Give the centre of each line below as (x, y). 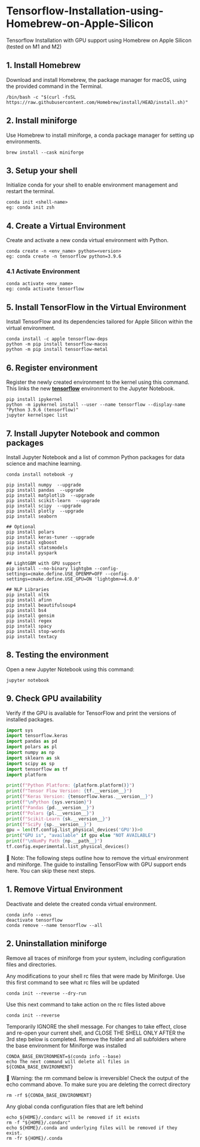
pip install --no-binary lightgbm (49, 568)
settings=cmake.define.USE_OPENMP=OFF (54, 574)
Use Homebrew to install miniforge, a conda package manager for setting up (100, 135)
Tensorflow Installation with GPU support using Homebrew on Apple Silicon (99, 40)
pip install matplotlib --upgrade (50, 495)
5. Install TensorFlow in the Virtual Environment (96, 307)
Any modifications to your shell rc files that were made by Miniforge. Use (96, 976)
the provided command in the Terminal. (55, 86)
